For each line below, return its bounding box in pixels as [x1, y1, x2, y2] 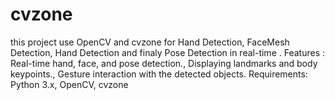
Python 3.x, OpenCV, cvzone [10, 78, 129, 90]
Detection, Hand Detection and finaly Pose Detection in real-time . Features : [10, 46, 325, 58]
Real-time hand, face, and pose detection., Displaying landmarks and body [10, 57, 318, 69]
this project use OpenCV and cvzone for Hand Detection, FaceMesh [10, 36, 290, 48]
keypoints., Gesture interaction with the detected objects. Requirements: [10, 68, 308, 80]
